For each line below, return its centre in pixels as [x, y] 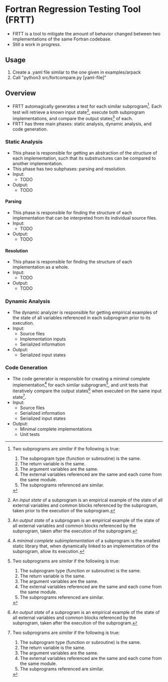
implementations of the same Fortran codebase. [62, 39]
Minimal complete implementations [56, 429]
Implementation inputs [43, 339]
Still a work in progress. [37, 44]
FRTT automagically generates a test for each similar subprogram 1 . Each [87, 106]
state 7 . [19, 397]
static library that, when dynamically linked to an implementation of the [85, 546]
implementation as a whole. [41, 267]
